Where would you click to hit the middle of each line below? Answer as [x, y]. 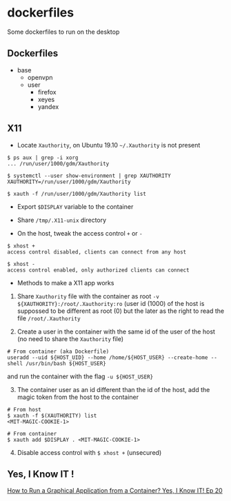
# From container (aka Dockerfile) [58, 351]
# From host [24, 409]
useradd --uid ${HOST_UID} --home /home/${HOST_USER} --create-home [108, 357]
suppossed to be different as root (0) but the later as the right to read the [121, 311]
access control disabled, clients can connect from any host [97, 252]
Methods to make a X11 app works [66, 283]
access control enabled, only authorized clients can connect [98, 270]
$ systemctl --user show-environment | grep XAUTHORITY [89, 176]
